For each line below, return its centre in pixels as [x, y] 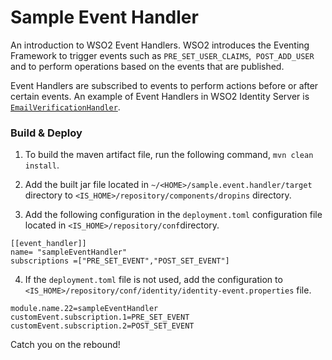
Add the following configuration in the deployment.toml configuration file [173, 215]
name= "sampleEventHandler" [69, 252]
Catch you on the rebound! [65, 345]
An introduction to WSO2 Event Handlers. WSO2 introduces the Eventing [160, 45]
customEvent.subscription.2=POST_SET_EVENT [102, 326]
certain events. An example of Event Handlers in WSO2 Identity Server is [160, 96]
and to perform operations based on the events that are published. [147, 66]
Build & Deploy [46, 133]
